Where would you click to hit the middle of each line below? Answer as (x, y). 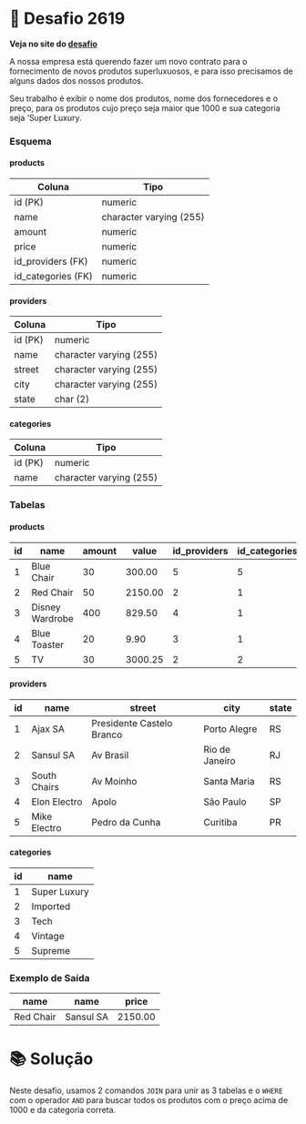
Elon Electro (57, 802)
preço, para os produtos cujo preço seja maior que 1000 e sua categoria (145, 107)
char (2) (71, 400)
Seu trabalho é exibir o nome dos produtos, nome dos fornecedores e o (144, 98)
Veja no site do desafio (54, 44)
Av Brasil (110, 754)
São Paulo (225, 802)
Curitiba (220, 822)
